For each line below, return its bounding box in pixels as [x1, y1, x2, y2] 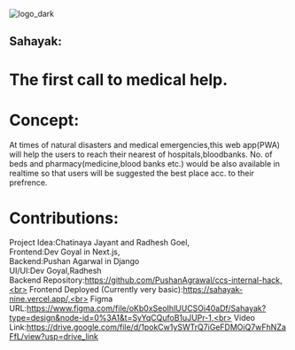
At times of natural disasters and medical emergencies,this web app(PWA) [9, 139, 281, 150]
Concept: [9, 110, 80, 130]
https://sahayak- [182, 284, 244, 295]
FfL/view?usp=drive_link [9, 331, 99, 342]
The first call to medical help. [9, 69, 229, 89]
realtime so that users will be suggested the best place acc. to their [9, 167, 255, 178]
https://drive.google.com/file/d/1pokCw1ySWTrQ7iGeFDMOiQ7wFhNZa [26, 322, 286, 332]
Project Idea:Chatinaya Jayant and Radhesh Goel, [9, 237, 190, 248]
